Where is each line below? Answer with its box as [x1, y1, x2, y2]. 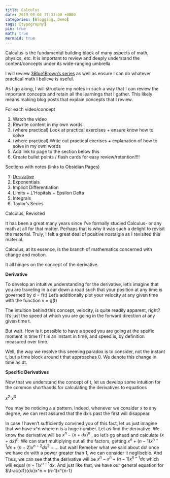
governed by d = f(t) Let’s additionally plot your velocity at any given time [5, 292, 158, 298]
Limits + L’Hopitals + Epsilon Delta [12, 189, 85, 196]
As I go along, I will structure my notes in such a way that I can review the [5, 85, 159, 91]
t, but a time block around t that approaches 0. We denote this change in [5, 354, 157, 360]
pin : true [5, 26, 26, 31]
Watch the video [12, 116, 47, 122]
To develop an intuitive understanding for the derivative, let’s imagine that [5, 281, 159, 287]
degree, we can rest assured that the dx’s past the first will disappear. [5, 410, 151, 417]
